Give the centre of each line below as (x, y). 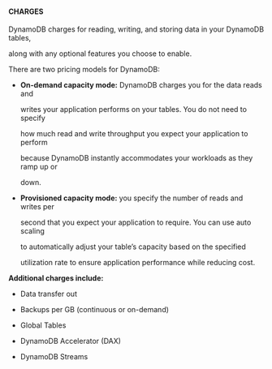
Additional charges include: (56, 278)
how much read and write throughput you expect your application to (134, 134)
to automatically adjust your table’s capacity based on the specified (133, 247)
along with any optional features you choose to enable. (100, 54)
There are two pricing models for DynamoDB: (84, 70)
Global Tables (43, 325)
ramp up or (39, 167)
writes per (37, 207)
